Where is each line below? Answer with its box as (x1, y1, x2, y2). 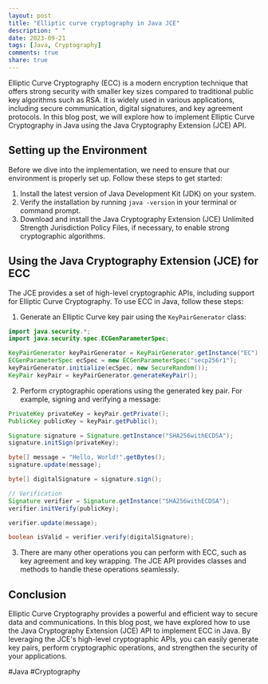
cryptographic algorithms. (19, 231, 106, 240)
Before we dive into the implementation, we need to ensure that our (8, 164, 230, 174)
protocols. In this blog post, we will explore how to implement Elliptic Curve (8, 112, 255, 121)
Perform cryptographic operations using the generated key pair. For (19, 385, 243, 395)
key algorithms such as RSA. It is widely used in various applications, (8, 95, 235, 105)
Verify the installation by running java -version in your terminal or (19, 197, 237, 207)
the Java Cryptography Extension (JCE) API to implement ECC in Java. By (8, 626, 251, 635)
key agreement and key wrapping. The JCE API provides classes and (19, 556, 247, 566)
